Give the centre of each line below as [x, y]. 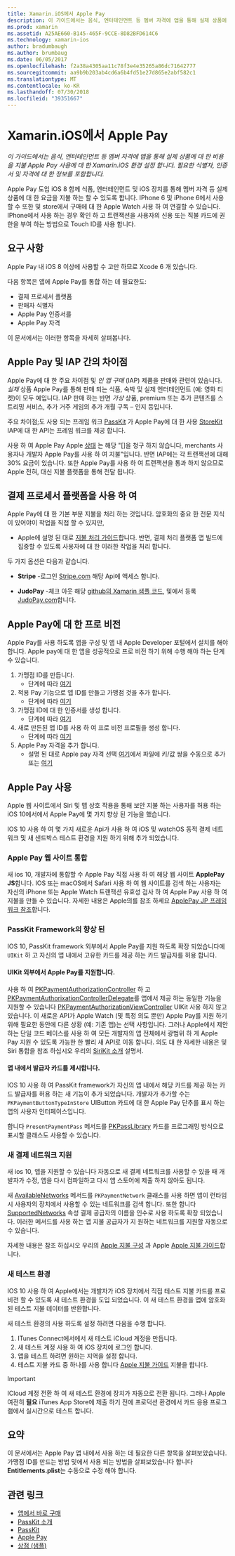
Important [21, 1378]
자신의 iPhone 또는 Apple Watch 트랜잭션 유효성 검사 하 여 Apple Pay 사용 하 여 [117, 892]
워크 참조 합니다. [29, 910]
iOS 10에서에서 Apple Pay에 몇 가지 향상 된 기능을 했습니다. [89, 814]
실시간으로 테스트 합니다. [60, 1411]
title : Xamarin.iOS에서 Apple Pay [56, 14]
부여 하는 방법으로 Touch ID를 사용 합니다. [78, 224]
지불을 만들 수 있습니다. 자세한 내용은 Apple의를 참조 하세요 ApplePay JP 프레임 [117, 901]
